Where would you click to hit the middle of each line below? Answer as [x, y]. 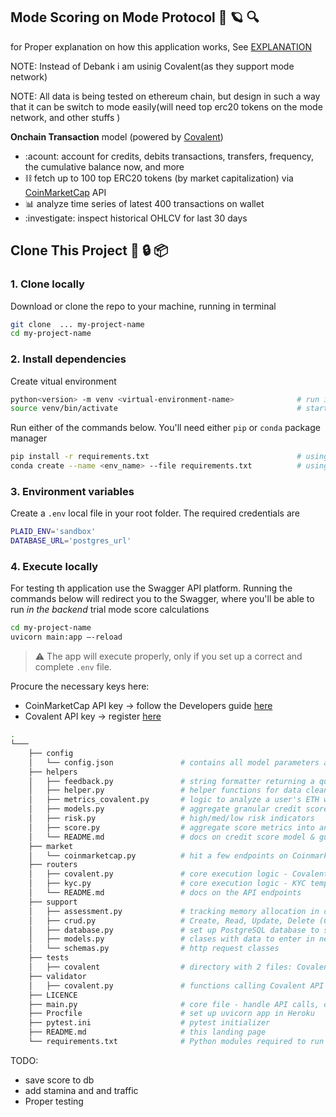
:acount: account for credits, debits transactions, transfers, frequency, [169, 156]
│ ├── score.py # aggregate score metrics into [171, 827]
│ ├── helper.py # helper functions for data [165, 790]
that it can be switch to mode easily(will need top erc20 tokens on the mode [166, 106]
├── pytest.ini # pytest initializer [149, 1023]
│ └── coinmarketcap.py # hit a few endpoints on [158, 855]
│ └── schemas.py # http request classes [154, 949]
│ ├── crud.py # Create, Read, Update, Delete [171, 920]
